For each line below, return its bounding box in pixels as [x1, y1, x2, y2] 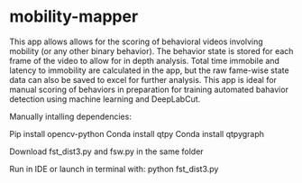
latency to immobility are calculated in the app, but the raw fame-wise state [9, 65, 290, 76]
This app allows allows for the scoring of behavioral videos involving [9, 36, 263, 47]
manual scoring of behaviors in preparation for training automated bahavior [9, 84, 288, 95]
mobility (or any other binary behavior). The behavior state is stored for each [9, 45, 294, 56]
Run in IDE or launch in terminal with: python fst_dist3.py [9, 163, 219, 174]
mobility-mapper [9, 6, 139, 27]
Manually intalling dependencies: [9, 111, 133, 122]
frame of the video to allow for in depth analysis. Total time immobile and [9, 55, 279, 66]
